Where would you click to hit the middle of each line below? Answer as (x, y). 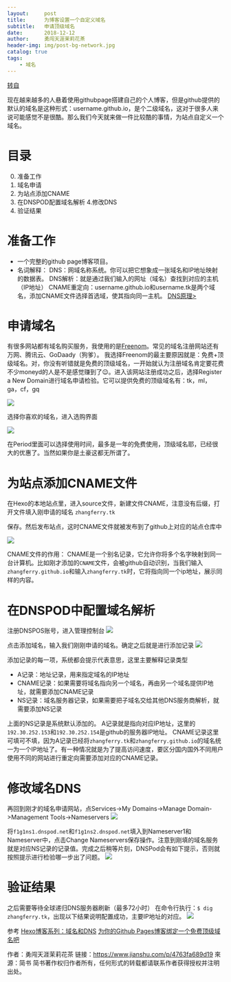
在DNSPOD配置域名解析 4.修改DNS (67, 202)
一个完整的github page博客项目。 (64, 261)
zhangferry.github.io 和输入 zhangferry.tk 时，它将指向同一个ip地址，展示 (112, 571)
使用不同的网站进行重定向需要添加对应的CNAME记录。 (85, 758)
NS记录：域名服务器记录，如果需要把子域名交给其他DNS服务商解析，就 (118, 700)
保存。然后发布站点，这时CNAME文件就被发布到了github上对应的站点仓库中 (114, 527)
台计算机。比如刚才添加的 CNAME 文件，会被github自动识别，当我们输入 (105, 563)
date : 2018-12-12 (41, 33)
